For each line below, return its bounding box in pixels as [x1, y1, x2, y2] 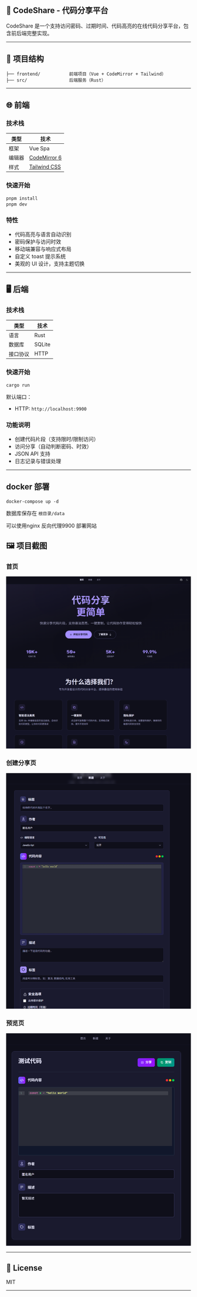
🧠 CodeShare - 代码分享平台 [6, 5, 108, 16]
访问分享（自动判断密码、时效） [14, 443, 92, 450]
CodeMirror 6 [29, 154, 62, 161]
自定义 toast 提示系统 [14, 252, 66, 260]
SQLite [34, 341, 51, 348]
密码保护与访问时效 [14, 238, 62, 245]
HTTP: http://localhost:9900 [14, 405, 87, 412]
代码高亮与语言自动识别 [14, 231, 72, 238]
